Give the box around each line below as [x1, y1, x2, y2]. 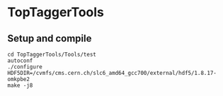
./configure [7, 64, 42, 71]
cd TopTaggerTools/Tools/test [7, 51, 97, 58]
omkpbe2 [7, 76, 30, 83]
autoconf [7, 57, 33, 64]
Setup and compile [7, 32, 92, 44]
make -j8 [7, 82, 33, 89]
